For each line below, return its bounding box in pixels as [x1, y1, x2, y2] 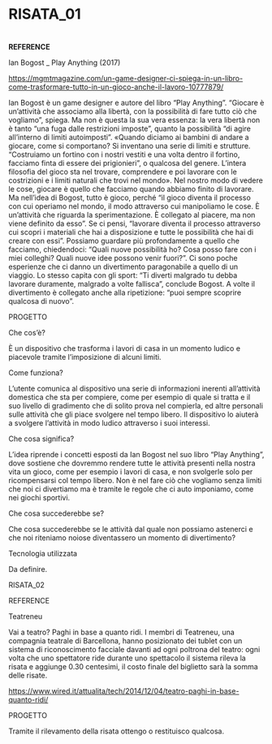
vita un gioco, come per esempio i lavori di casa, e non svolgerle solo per [8, 467, 253, 477]
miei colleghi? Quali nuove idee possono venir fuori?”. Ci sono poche [8, 253, 238, 263]
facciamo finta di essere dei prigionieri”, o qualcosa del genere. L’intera [8, 158, 247, 168]
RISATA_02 [8, 580, 45, 590]
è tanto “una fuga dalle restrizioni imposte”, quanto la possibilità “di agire [8, 123, 252, 134]
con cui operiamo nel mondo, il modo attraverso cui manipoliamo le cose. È [8, 201, 260, 211]
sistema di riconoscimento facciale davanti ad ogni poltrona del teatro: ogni [8, 645, 261, 655]
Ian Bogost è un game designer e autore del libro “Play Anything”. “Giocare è [8, 98, 265, 108]
